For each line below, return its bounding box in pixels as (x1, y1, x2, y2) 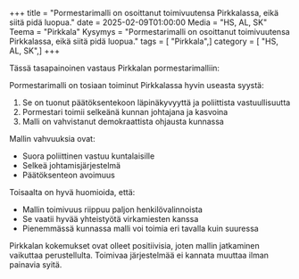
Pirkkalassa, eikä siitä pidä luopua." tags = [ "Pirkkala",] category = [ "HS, (9, 36, 279, 46)
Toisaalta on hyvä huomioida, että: (9, 187, 136, 197)
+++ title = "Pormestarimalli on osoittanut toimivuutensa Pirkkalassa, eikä (9, 8, 279, 18)
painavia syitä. (9, 259, 62, 270)
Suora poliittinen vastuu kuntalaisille (21, 151, 155, 161)
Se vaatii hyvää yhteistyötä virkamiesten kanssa (21, 214, 199, 224)
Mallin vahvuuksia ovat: (9, 134, 96, 144)
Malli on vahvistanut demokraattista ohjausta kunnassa (21, 116, 225, 127)
